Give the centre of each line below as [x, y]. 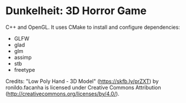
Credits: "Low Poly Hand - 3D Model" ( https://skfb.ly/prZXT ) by [82, 81]
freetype [24, 69]
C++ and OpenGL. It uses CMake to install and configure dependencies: [93, 27]
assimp [23, 57]
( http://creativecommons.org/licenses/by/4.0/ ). [63, 94]
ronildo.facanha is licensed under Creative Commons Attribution [83, 87]
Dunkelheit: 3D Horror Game [76, 11]
